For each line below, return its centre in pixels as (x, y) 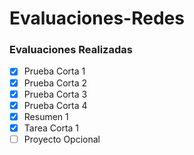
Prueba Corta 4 (55, 105)
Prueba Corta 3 (55, 94)
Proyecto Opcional (62, 139)
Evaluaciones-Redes (97, 18)
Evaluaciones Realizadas (71, 50)
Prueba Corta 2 (55, 83)
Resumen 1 (46, 116)
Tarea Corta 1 (51, 128)
